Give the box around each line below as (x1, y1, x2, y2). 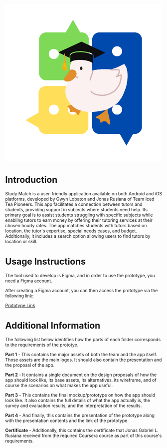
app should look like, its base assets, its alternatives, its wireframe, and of (5, 377, 157, 383)
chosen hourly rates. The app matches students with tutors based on (5, 222, 147, 228)
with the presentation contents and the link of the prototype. (5, 418, 129, 424)
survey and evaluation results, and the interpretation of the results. (5, 403, 142, 409)
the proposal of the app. (5, 362, 55, 368)
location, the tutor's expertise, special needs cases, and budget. (5, 228, 137, 234)
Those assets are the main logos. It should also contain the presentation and (5, 357, 162, 363)
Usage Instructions (5, 256, 86, 267)
